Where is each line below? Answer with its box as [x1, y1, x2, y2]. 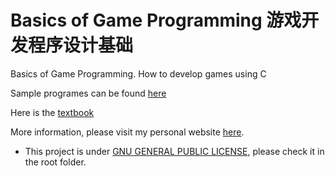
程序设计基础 [28, 34, 134, 57]
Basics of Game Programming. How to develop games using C [10, 67, 267, 80]
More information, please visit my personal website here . [10, 126, 245, 138]
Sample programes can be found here [10, 87, 167, 99]
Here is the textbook [10, 106, 95, 118]
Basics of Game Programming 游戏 [10, 9, 302, 32]
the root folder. [24, 156, 87, 168]
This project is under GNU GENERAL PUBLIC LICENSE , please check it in [24, 145, 325, 157]
